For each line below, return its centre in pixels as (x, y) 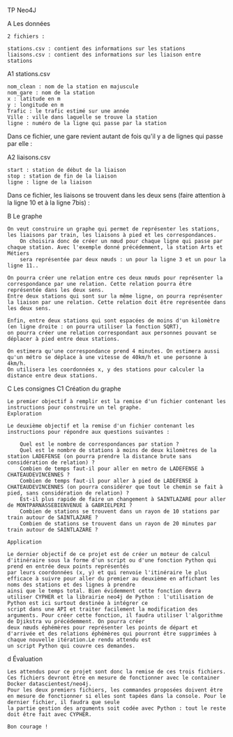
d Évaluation (25, 659)
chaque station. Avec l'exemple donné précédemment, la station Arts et (115, 247)
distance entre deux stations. (53, 376)
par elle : (20, 144)
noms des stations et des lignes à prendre (72, 585)
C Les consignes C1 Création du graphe (64, 388)
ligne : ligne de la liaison (50, 182)
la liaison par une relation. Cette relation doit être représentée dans (117, 302)
